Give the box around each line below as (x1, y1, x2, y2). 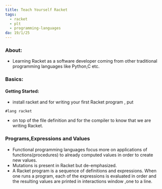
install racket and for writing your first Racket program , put (12, 99, 134, 105)
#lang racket (5, 109, 32, 114)
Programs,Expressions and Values (5, 135, 90, 142)
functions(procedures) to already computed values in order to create (12, 152, 153, 158)
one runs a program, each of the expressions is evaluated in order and (12, 173, 157, 179)
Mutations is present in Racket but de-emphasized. (12, 162, 117, 168)
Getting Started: (5, 88, 39, 94)
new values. (12, 157, 37, 163)
